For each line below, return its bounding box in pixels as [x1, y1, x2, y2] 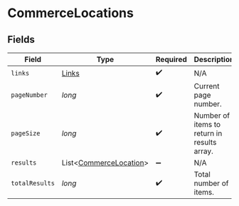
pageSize [11, 130, 41, 137]
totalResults [11, 180, 55, 187]
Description [193, 55, 235, 64]
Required [155, 55, 187, 64]
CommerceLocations [7, 5, 134, 21]
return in [193, 128, 223, 138]
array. [193, 146, 213, 156]
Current [193, 81, 220, 91]
